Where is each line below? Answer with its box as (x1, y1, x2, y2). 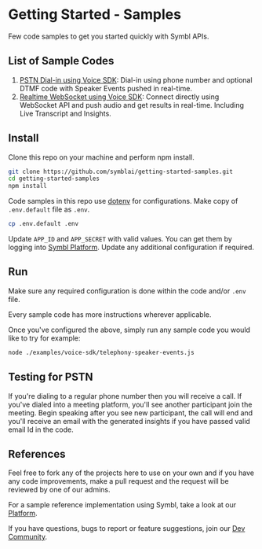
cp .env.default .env (8, 220, 79, 228)
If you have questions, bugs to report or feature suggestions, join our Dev (8, 524, 246, 533)
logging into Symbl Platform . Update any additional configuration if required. (8, 242, 255, 252)
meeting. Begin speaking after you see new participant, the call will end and (8, 407, 253, 418)
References (8, 447, 66, 461)
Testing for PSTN (8, 370, 93, 384)
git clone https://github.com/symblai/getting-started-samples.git (8, 168, 234, 175)
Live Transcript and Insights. (19, 109, 111, 118)
